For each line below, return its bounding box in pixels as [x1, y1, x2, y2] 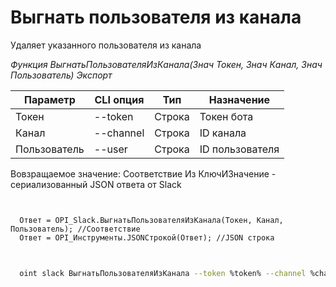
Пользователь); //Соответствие [10, 224, 141, 234]
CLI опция [94, 92, 145, 106]
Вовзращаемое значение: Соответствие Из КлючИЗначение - [10, 167, 277, 180]
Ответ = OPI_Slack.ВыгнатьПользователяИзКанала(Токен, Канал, [19, 215, 284, 225]
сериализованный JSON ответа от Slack [10, 178, 182, 190]
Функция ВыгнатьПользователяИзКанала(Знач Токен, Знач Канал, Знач [10, 58, 323, 70]
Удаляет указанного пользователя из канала [10, 39, 202, 51]
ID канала [199, 126, 247, 140]
